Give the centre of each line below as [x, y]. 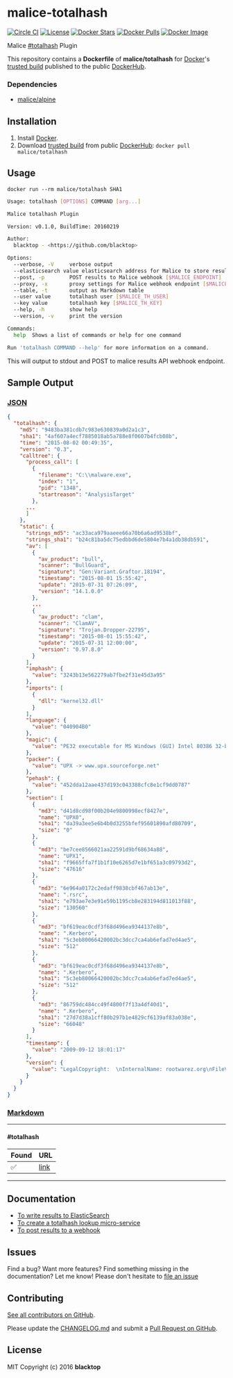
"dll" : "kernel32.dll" [71, 701]
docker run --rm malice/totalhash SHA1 [65, 189]
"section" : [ [44, 798]
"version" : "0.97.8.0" [71, 649]
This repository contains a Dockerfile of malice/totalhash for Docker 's [109, 59]
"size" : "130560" [63, 908]
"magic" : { [41, 740]
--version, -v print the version [68, 316]
